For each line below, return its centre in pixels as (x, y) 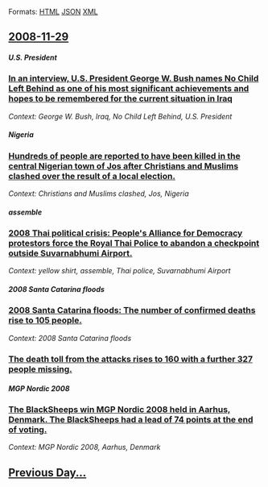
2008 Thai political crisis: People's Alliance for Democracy (126, 233)
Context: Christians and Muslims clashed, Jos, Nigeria (99, 194)
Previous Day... (47, 472)
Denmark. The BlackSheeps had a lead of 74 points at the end (131, 420)
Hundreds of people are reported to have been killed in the (124, 156)
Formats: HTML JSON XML (53, 12)
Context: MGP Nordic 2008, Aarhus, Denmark (85, 447)
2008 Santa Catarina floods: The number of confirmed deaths (132, 310)
